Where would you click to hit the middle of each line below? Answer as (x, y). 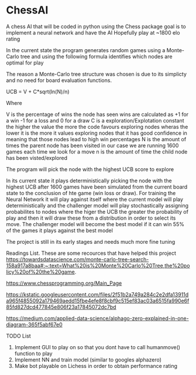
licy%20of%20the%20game (40, 272)
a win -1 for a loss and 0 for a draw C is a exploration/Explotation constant (95, 120)
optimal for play (25, 63)
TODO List (18, 336)
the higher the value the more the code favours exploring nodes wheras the (97, 127)
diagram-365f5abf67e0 (34, 324)
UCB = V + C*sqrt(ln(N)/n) (38, 91)
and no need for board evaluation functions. (59, 80)
